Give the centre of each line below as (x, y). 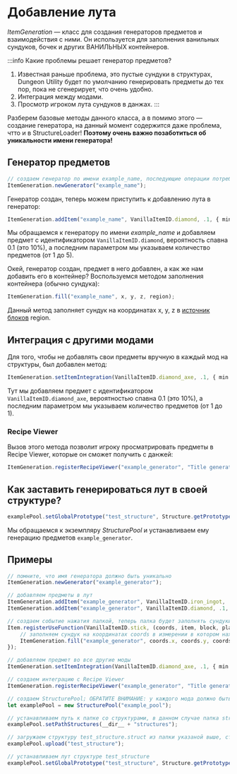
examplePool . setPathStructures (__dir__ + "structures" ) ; (93, 725)
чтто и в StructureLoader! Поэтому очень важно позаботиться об (107, 133)
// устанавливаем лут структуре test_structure (79, 757)
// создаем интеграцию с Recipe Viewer (66, 679)
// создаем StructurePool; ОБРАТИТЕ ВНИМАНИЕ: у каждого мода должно (112, 699)
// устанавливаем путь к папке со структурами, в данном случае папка (113, 718)
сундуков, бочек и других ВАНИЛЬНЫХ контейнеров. (88, 47)
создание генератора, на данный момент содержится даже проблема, (115, 125)
